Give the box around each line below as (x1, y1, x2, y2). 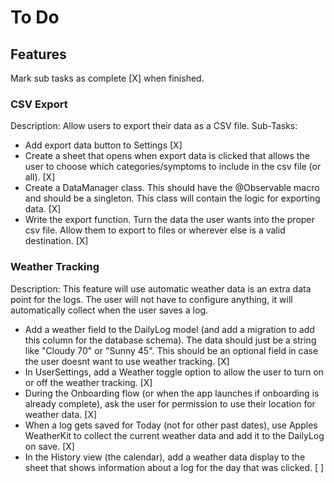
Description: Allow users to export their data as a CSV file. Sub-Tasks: (10, 120, 298, 132)
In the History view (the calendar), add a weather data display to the (24, 451, 306, 463)
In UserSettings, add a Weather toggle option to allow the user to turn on (24, 366, 325, 378)
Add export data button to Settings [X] (24, 139, 183, 151)
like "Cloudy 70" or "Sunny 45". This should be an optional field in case (24, 344, 319, 356)
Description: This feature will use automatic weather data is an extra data (10, 282, 312, 295)
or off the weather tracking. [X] (24, 376, 153, 388)
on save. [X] (24, 440, 75, 452)
